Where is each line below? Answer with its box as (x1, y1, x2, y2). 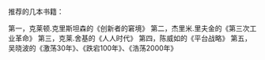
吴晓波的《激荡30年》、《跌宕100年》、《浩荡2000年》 (8, 43, 178, 53)
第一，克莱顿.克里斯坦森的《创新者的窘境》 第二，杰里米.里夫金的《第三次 (8, 24, 251, 33)
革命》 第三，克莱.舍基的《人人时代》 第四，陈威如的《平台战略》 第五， (14, 34, 252, 43)
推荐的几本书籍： (8, 7, 64, 16)
